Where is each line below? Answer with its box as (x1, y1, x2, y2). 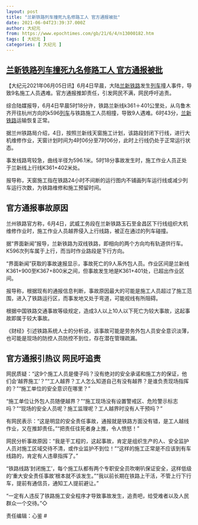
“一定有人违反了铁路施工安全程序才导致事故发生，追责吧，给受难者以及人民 (6, 492, 190, 500)
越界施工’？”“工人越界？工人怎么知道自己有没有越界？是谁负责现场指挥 (17, 378, 189, 385)
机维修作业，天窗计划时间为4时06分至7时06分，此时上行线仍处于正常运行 (6, 137, 186, 144)
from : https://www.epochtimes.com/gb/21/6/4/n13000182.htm (6, 31, 154, 37)
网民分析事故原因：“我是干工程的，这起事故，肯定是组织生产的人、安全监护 (6, 437, 190, 445)
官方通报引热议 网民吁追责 (6, 353, 101, 363)
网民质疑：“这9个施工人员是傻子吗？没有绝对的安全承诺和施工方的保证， (6, 371, 182, 378)
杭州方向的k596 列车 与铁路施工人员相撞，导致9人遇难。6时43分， (21, 109, 181, 116)
